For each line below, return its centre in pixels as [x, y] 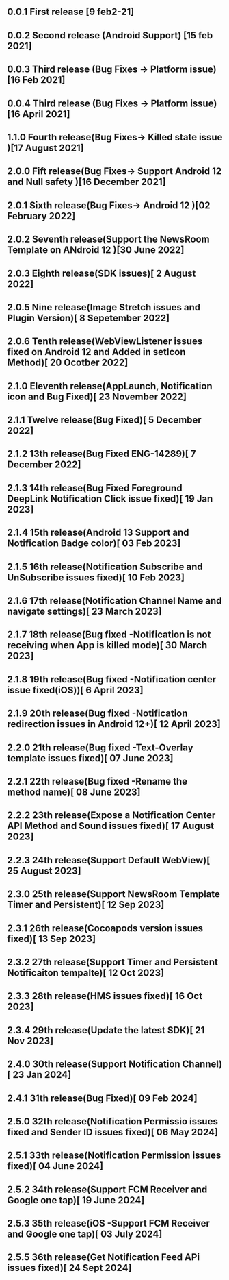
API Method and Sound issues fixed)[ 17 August [110, 826]
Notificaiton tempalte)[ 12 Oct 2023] [86, 973]
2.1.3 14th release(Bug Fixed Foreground [95, 488]
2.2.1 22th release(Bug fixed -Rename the [97, 781]
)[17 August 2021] [45, 148]
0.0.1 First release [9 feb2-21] [71, 12]
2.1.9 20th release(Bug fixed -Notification [97, 714]
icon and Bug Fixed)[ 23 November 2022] [97, 396]
